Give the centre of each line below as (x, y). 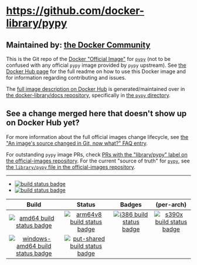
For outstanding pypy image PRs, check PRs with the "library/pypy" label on (97, 154)
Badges (131, 205)
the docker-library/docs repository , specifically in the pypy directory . (89, 95)
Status (86, 205)
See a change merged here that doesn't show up (96, 113)
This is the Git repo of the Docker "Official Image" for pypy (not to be (89, 59)
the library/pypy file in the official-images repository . (71, 167)
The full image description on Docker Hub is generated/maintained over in (96, 89)
